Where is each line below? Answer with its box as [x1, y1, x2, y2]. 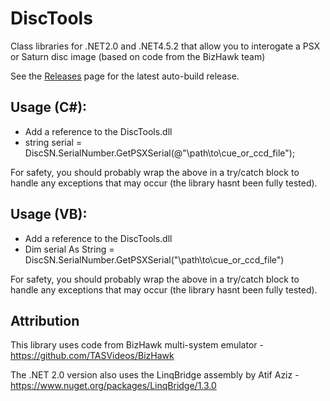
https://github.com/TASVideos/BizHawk [10, 350, 175, 362]
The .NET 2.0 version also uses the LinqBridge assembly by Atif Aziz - [10, 369, 300, 381]
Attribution [10, 312, 80, 329]
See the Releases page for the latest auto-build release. [10, 70, 240, 82]
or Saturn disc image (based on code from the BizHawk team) [10, 50, 266, 62]
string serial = [24, 136, 83, 148]
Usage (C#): [10, 99, 88, 116]
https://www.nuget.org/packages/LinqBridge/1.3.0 [10, 380, 217, 392]
